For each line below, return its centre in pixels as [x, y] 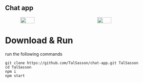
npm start [15, 76]
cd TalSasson [18, 67]
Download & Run [39, 41]
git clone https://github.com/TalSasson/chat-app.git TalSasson [72, 63]
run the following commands [34, 54]
